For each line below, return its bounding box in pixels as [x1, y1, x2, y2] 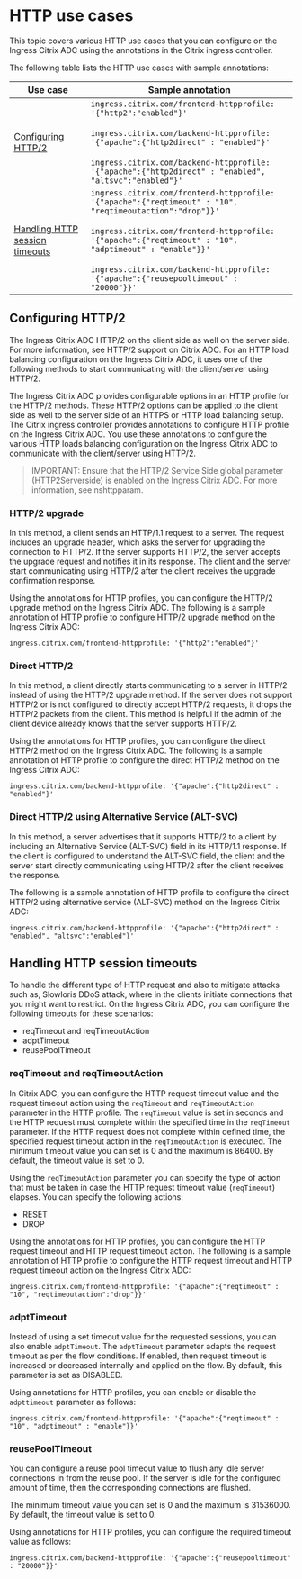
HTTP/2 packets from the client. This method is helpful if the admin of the [9, 709, 282, 720]
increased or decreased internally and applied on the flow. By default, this [9, 1360, 283, 1371]
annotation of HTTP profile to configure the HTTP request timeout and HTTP [9, 1255, 292, 1266]
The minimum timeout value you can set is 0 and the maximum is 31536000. [9, 1500, 291, 1511]
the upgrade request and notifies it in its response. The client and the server [9, 556, 291, 567]
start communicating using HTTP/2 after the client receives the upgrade [9, 566, 276, 576]
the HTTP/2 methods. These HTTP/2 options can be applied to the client [9, 400, 279, 411]
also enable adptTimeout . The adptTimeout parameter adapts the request [9, 1341, 276, 1352]
